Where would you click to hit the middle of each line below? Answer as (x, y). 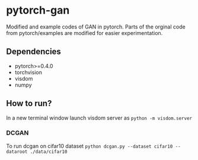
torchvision (28, 72)
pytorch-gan (38, 10)
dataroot (17, 152)
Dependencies (33, 52)
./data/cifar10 (49, 152)
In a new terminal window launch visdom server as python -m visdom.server (99, 118)
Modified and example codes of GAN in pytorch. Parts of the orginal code (96, 27)
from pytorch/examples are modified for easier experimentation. (84, 33)
